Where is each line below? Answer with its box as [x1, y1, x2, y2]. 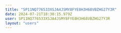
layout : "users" [5, 20, 39, 26]
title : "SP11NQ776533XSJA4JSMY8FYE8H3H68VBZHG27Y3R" [5, 7, 117, 12]
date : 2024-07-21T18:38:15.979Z [5, 12, 72, 16]
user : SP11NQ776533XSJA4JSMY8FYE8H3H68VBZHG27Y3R [5, 16, 111, 21]
